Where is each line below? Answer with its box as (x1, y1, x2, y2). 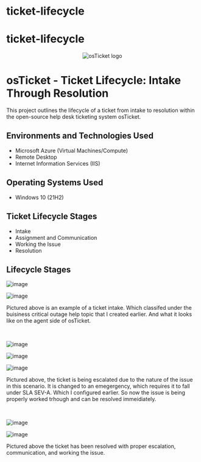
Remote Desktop (15, 153, 57, 161)
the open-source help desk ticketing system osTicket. (6, 113, 141, 121)
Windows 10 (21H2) (15, 194, 64, 201)
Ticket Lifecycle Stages (6, 211, 97, 222)
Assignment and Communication (15, 234, 97, 241)
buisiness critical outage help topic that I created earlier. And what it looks (6, 310, 192, 318)
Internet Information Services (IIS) (15, 159, 100, 167)
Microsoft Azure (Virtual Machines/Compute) (15, 147, 129, 154)
